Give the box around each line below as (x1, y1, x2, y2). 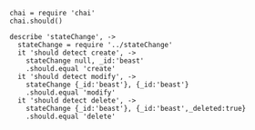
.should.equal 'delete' (25, 112, 117, 121)
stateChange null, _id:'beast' (25, 56, 145, 65)
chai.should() (9, 16, 64, 25)
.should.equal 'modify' (25, 88, 117, 97)
